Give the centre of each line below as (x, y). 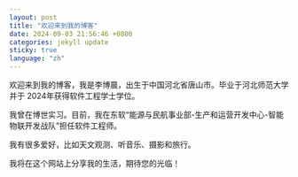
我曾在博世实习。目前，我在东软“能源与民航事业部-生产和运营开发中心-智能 (147, 115)
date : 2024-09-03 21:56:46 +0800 (71, 34)
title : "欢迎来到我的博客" (54, 26)
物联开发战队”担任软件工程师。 (66, 126)
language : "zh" (37, 58)
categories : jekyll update (59, 42)
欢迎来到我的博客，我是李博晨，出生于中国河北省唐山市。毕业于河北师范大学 (149, 85)
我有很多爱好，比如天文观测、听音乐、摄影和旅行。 (102, 144)
